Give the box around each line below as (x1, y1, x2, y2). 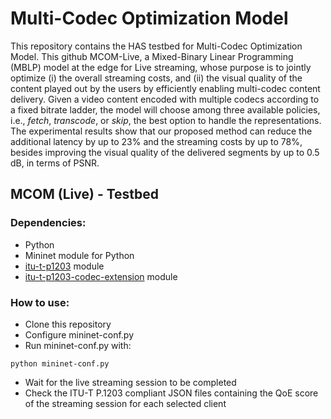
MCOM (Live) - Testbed (10, 186, 160, 203)
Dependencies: (10, 216, 87, 230)
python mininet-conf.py (10, 358, 110, 369)
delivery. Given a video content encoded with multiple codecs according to (10, 93, 320, 105)
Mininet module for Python (24, 249, 135, 261)
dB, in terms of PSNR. (10, 157, 100, 169)
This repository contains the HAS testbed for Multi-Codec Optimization (10, 40, 303, 52)
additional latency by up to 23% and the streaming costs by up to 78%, (10, 135, 303, 147)
